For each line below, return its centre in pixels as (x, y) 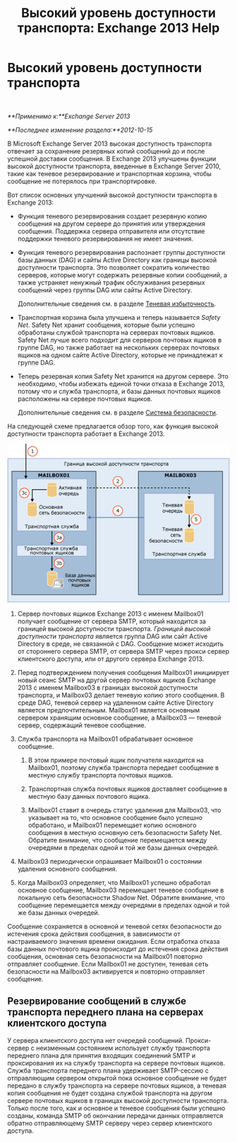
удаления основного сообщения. (67, 869)
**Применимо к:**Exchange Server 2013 (69, 116)
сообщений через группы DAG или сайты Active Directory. (105, 290)
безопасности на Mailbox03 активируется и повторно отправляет (107, 971)
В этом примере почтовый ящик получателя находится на (116, 760)
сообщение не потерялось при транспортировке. (82, 181)
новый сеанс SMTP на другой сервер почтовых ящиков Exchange (117, 680)
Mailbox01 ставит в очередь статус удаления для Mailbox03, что (124, 810)
